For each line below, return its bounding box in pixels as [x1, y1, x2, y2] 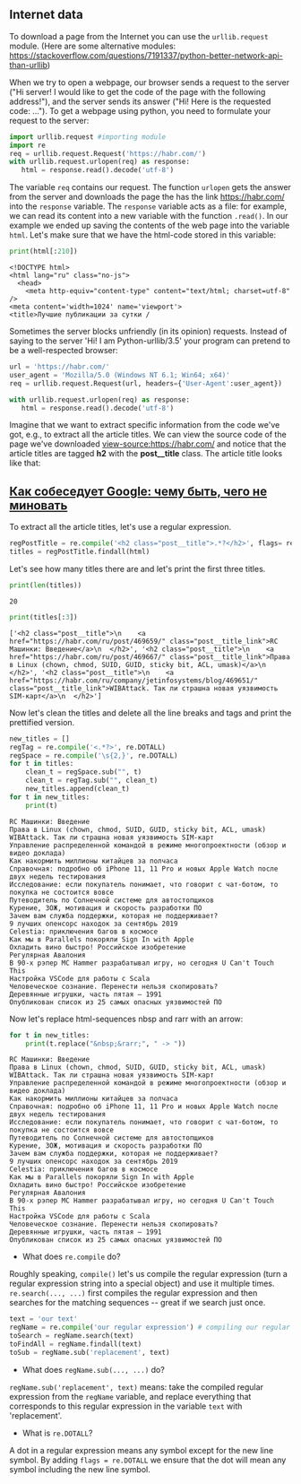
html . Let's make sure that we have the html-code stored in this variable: [9, 230, 276, 240]
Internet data [9, 7, 83, 22]
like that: [9, 457, 41, 469]
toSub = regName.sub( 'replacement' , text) [9, 1348, 170, 1357]
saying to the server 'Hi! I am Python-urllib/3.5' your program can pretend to [9, 335, 291, 346]
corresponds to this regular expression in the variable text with [9, 1401, 243, 1411]
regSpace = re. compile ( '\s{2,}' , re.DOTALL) [9, 751, 178, 760]
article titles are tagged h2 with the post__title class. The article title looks [9, 448, 283, 459]
